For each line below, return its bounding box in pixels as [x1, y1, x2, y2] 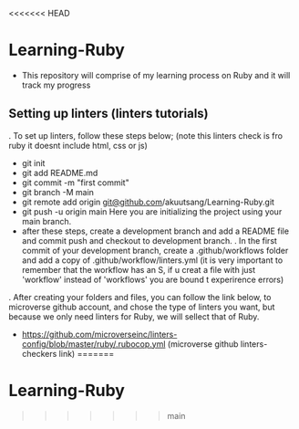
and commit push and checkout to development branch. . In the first [21, 235, 277, 246]
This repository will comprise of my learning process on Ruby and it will [21, 69, 291, 80]
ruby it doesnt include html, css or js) [8, 140, 148, 151]
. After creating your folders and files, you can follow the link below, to [8, 291, 272, 302]
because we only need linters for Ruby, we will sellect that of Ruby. [8, 310, 260, 322]
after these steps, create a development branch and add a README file [21, 225, 289, 236]
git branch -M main [21, 186, 95, 197]
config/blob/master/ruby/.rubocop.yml [21, 338, 166, 350]
